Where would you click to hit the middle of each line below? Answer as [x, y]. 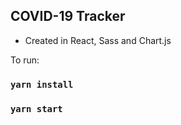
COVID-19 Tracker [68, 16]
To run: [25, 60]
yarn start [36, 108]
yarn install [42, 84]
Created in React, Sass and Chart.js [98, 40]
